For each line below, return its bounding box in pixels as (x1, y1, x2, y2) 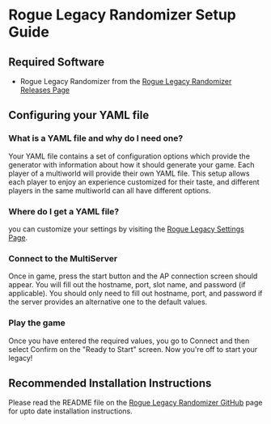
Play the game (8, 317, 66, 329)
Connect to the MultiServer (8, 252, 118, 264)
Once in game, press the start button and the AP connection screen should (8, 271, 258, 281)
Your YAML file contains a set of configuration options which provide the (8, 151, 251, 161)
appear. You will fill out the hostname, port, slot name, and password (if (8, 280, 246, 290)
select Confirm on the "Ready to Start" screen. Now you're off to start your (8, 344, 258, 354)
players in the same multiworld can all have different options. (8, 185, 212, 195)
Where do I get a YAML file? (8, 206, 120, 217)
